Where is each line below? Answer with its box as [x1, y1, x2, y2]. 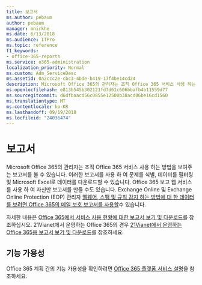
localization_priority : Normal [6, 64, 85, 71]
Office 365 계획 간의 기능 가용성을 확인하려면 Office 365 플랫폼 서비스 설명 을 [6, 265, 188, 272]
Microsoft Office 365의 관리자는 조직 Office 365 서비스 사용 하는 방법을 [6, 163, 177, 171]
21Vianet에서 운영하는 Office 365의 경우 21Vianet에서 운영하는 [33, 221, 182, 229]
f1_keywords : [6, 48, 39, 54]
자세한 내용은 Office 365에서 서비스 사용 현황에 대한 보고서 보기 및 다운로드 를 [6, 214, 188, 221]
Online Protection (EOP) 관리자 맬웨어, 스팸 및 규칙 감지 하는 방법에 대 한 [6, 193, 179, 201]
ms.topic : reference [6, 43, 58, 49]
